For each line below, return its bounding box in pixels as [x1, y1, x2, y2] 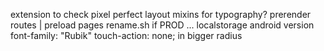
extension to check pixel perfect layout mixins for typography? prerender [10, 9, 312, 20]
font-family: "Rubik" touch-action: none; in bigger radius [10, 30, 243, 41]
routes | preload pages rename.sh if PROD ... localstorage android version [10, 19, 315, 31]
